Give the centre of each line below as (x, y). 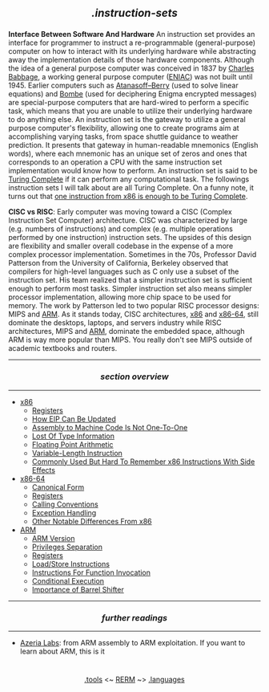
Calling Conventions (65, 504)
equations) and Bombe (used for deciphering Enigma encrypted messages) (133, 94)
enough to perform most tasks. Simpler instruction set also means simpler (130, 289)
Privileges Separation (67, 547)
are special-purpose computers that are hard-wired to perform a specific (129, 103)
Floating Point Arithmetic (72, 444)
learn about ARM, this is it (62, 651)
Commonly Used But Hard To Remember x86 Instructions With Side (143, 462)
